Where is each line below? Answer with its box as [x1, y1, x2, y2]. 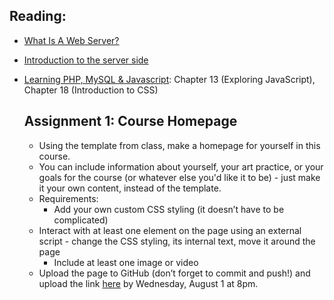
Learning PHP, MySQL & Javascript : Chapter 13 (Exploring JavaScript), [23, 73, 316, 85]
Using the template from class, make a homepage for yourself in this [38, 139, 321, 151]
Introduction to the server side [23, 54, 149, 66]
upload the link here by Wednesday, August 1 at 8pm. [38, 277, 259, 289]
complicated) [53, 214, 109, 226]
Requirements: [38, 192, 99, 204]
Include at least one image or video [53, 256, 199, 268]
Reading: [9, 8, 67, 25]
